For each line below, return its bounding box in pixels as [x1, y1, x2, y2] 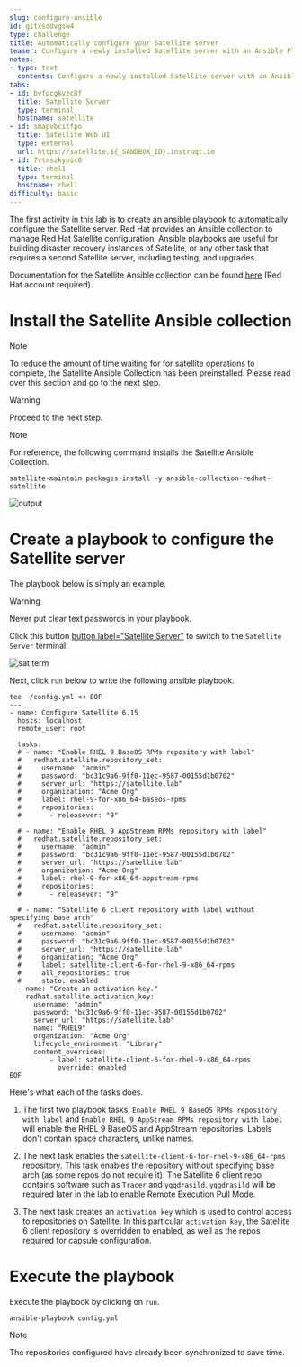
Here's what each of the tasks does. [9, 1087, 144, 1098]
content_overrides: [32, 1047, 106, 1056]
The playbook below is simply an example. [9, 578, 167, 588]
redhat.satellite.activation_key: [25, 992, 155, 1001]
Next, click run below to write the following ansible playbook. [9, 675, 235, 686]
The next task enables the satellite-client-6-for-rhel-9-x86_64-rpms [22, 1150, 286, 1161]
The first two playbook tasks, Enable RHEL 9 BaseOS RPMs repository [22, 1104, 278, 1115]
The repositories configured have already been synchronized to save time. [9, 1346, 285, 1357]
